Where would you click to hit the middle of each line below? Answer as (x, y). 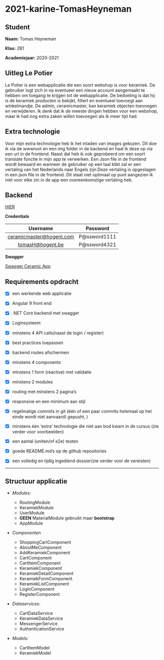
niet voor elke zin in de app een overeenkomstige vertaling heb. (69, 180)
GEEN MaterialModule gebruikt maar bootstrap (67, 518)
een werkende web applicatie (42, 294)
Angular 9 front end (32, 303)
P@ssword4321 (97, 245)
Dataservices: (26, 604)
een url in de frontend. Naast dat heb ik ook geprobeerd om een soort (75, 154)
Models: (20, 638)
